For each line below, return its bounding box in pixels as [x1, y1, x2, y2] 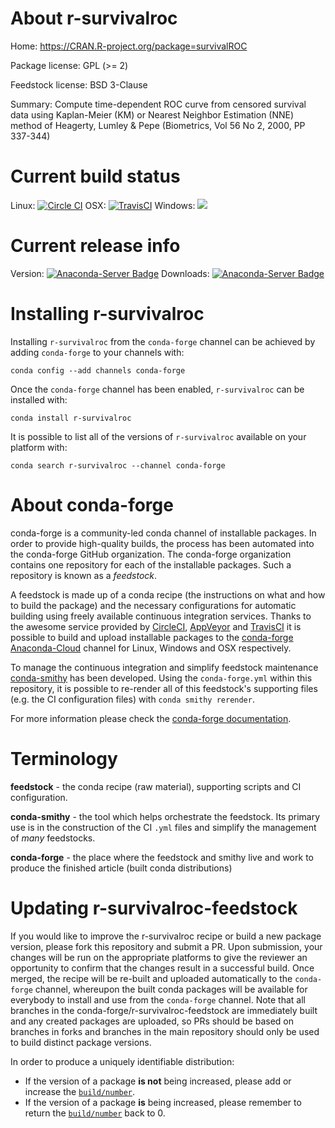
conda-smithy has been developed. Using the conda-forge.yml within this [10, 672, 313, 684]
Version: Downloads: [10, 267, 210, 279]
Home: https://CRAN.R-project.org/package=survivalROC [10, 40, 248, 52]
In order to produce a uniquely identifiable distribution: [10, 1055, 235, 1067]
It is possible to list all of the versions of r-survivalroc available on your [10, 430, 307, 442]
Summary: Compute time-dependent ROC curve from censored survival [10, 98, 307, 110]
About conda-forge [10, 493, 174, 516]
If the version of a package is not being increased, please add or [24, 1075, 292, 1087]
